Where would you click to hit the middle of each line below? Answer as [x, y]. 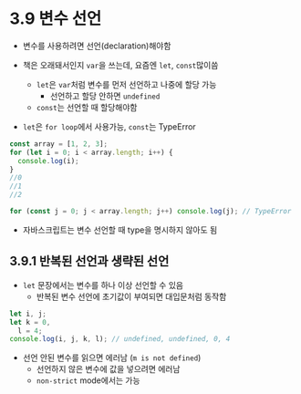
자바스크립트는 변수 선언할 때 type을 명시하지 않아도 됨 [120, 230]
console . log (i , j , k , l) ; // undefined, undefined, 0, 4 [120, 339]
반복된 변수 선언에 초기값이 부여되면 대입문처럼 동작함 [131, 296]
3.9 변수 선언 [56, 19]
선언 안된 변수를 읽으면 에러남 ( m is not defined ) [112, 358]
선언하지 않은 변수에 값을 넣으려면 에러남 [108, 369]
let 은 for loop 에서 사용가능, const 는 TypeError [109, 126]
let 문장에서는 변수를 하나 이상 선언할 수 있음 [103, 285]
